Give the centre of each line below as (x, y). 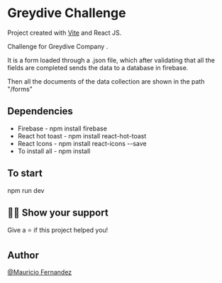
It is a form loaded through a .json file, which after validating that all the (111, 60)
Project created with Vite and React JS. (65, 33)
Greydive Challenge (67, 13)
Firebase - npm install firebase (62, 128)
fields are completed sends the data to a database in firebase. (98, 67)
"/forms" (20, 89)
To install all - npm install (54, 151)
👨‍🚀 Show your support (58, 212)
